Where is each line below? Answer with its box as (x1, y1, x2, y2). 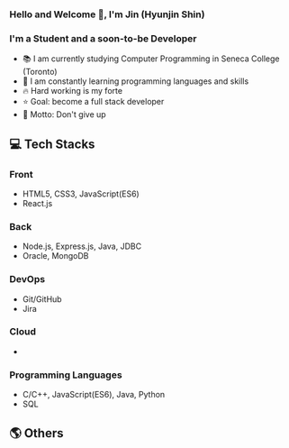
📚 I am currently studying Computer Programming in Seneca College (22, 53, 281, 64)
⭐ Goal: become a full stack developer (22, 96, 165, 107)
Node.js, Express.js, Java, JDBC (22, 241, 142, 251)
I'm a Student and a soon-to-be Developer (9, 32, 197, 44)
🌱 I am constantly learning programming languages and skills (22, 76, 249, 87)
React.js (22, 197, 53, 208)
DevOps (9, 273, 46, 286)
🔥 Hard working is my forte (22, 86, 123, 96)
